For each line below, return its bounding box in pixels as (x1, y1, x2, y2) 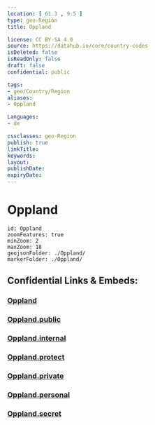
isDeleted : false (7, 49, 58, 56)
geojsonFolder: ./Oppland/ (7, 250, 86, 257)
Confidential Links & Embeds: (7, 275, 138, 287)
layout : (7, 158, 30, 166)
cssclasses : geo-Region (7, 133, 77, 140)
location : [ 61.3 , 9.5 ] (7, 10, 82, 18)
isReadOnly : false (7, 55, 61, 63)
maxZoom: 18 (7, 243, 42, 250)
